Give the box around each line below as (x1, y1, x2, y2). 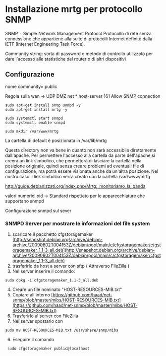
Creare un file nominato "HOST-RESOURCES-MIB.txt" (12, 286, 122, 292)
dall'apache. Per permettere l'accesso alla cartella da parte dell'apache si (5, 152, 155, 158)
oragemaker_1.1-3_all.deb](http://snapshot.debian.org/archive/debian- (12, 247, 155, 253)
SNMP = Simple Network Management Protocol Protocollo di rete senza (5, 30, 152, 36)
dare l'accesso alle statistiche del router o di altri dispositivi (5, 56, 126, 62)
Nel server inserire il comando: (12, 268, 75, 274)
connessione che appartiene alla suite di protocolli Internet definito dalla (5, 36, 153, 42)
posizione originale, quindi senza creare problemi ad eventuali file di (5, 163, 145, 169)
